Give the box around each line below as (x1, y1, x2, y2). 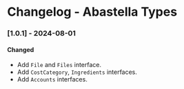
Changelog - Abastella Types (7, 4, 178, 20)
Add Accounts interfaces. (17, 75, 88, 84)
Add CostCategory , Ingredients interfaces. (17, 68, 138, 76)
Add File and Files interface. (17, 61, 102, 69)
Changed (7, 45, 34, 53)
